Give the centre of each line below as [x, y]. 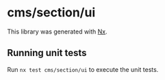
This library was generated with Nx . [57, 31]
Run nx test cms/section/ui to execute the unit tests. [83, 69]
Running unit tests [47, 53]
